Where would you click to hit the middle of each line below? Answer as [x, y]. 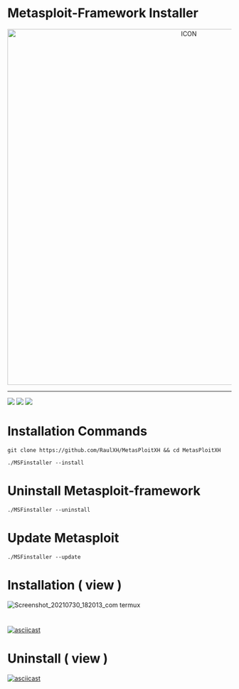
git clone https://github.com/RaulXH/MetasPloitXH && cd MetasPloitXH [114, 450]
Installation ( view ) [65, 585]
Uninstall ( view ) [58, 659]
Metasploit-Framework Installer [103, 13]
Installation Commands [78, 431]
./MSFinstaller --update [44, 557]
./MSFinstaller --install [46, 463]
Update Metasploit [63, 538]
